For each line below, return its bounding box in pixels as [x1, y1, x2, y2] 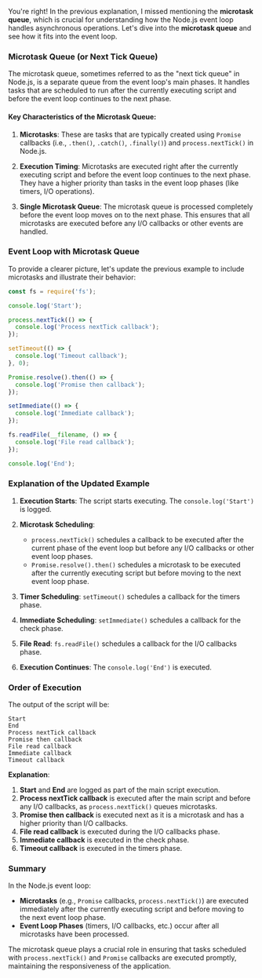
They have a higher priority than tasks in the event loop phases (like [19, 178, 239, 188]
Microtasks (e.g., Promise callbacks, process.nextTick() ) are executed [19, 896, 249, 906]
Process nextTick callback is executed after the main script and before [19, 794, 251, 803]
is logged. [19, 504, 53, 513]
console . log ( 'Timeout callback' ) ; [15, 352, 128, 360]
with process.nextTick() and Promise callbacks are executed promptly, [8, 953, 237, 962]
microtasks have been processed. [19, 929, 129, 939]
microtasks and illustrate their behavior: [8, 272, 136, 282]
